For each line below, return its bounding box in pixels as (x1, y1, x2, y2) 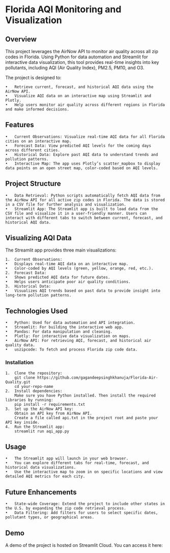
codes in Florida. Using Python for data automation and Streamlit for (5, 54, 149, 60)
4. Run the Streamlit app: (5, 424, 65, 429)
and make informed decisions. (5, 107, 70, 112)
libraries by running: (5, 397, 53, 402)
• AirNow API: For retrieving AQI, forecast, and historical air (5, 338, 152, 343)
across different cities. (5, 147, 60, 153)
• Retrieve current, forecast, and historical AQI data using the (5, 84, 154, 89)
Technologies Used (5, 307, 68, 315)
